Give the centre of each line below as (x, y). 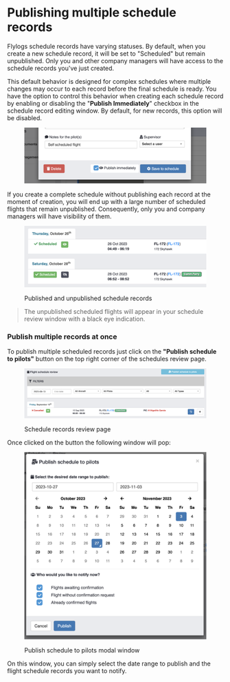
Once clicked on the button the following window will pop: (89, 442)
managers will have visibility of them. (59, 216)
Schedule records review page (68, 429)
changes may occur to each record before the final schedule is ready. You (112, 89)
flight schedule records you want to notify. (67, 670)
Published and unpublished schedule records (88, 298)
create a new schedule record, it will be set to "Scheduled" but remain (106, 54)
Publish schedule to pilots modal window (82, 650)
